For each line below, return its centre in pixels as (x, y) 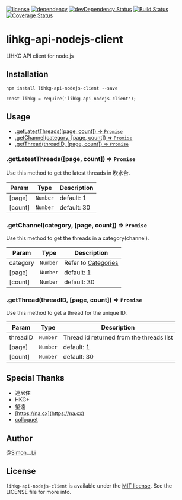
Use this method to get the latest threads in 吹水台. (68, 173)
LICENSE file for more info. (39, 492)
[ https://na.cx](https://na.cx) (50, 413)
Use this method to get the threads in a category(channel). (78, 238)
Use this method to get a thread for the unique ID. (67, 313)
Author (19, 439)
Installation (27, 75)
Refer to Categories (91, 263)
